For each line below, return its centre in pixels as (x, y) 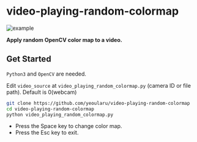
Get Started (29, 59)
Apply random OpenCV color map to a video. (64, 40)
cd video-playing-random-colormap (50, 109)
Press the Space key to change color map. (69, 126)
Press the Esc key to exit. (47, 133)
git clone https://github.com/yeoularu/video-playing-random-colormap (98, 103)
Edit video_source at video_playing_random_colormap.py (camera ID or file (99, 85)
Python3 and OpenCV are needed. (46, 74)
